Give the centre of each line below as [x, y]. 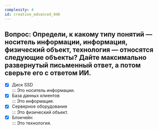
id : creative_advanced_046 [32, 14]
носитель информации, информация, [66, 42]
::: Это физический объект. [40, 112]
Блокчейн [22, 117]
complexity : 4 [19, 10]
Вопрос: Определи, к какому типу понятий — [79, 34]
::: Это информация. [33, 101]
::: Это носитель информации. [43, 90]
